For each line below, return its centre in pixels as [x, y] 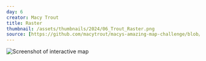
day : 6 [15, 12]
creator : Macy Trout [33, 18]
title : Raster [25, 23]
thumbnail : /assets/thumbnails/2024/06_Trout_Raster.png [81, 29]
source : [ [19, 34]
